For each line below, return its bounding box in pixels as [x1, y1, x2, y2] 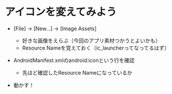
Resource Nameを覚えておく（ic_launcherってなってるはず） [22, 44, 170, 51]
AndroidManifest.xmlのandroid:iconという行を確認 [13, 57, 135, 64]
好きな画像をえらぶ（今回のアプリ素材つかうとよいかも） [22, 37, 161, 44]
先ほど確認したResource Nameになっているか [22, 69, 132, 76]
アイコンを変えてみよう [5, 5, 117, 19]
